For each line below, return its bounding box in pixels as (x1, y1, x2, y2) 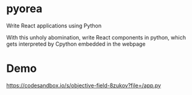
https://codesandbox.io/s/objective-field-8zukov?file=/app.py (6, 82, 161, 89)
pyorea (6, 2, 43, 16)
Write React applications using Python (6, 22, 102, 29)
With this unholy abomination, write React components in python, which (6, 33, 187, 41)
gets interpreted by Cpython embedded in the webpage (6, 40, 146, 47)
